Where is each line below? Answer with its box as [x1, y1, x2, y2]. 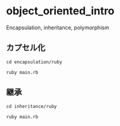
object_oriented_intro [6, 4, 115, 18]
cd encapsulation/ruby [6, 59, 62, 65]
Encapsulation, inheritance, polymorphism [6, 24, 109, 31]
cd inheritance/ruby [6, 103, 58, 109]
